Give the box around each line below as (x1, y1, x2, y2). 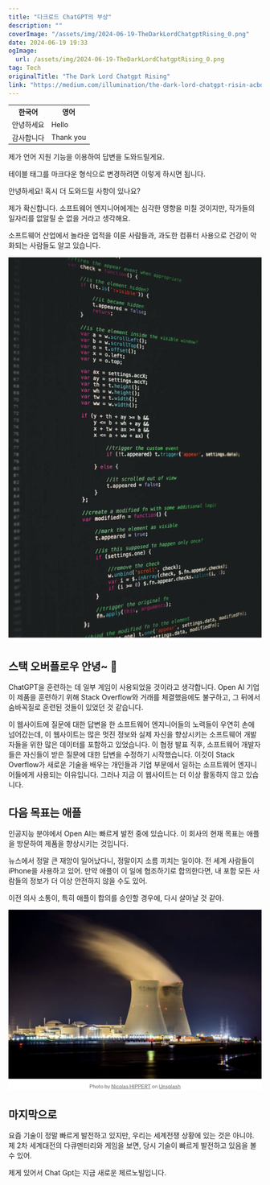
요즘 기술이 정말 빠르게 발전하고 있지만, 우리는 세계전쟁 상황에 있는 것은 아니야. (8, 1131, 255, 1141)
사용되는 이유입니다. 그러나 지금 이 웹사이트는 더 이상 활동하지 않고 (35, 770, 244, 780)
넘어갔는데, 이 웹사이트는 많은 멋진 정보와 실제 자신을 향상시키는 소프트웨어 (8, 729, 243, 740)
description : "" (8, 21, 63, 30)
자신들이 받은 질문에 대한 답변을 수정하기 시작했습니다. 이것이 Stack (22, 749, 235, 760)
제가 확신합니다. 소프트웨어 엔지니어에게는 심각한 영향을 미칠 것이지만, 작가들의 (8, 204, 256, 213)
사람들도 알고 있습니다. (29, 241, 101, 250)
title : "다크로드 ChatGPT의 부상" (8, 13, 112, 21)
